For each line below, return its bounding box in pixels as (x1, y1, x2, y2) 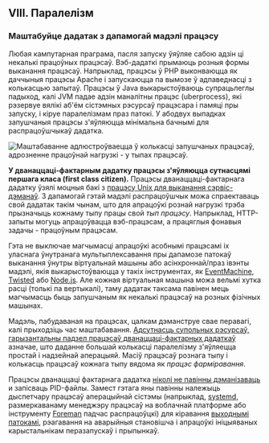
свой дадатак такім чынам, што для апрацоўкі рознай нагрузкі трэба (8, 199, 245, 209)
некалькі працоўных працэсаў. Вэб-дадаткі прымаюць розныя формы (8, 57, 250, 67)
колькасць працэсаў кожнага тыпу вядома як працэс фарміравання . (8, 359, 247, 368)
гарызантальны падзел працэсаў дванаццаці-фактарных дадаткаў (8, 333, 236, 343)
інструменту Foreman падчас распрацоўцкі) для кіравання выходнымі (8, 408, 250, 418)
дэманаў (8, 191, 39, 200)
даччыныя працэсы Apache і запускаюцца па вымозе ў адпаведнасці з (8, 74, 252, 84)
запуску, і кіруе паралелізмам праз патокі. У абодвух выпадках (8, 109, 226, 118)
